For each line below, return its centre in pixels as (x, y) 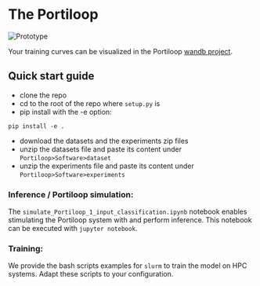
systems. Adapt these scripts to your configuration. (91, 274)
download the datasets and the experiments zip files (104, 141)
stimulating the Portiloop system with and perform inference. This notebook (130, 220)
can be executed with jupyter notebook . (73, 229)
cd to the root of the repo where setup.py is (90, 103)
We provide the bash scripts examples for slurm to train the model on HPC (128, 266)
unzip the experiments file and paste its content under (107, 166)
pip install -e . (36, 126)
